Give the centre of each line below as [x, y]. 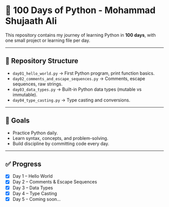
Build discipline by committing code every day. [61, 143]
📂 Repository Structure [42, 61]
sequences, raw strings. [37, 84]
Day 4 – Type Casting [35, 193]
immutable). [25, 94]
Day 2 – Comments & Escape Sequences [55, 182]
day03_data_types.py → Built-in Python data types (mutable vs [77, 89]
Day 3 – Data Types [33, 188]
